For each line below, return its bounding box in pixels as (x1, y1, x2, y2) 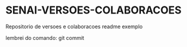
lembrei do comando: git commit (5, 34, 84, 41)
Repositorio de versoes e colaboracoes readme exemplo (5, 23, 143, 30)
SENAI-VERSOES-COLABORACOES (5, 4, 182, 17)
